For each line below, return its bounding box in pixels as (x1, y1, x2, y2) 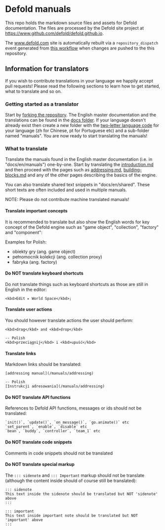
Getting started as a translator (5, 100, 79, 107)
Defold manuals (5, 3, 71, 15)
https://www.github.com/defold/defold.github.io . (5, 30, 104, 36)
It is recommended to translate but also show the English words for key (5, 219, 150, 225)
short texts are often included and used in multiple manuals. (5, 187, 127, 193)
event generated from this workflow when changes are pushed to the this (5, 45, 155, 51)
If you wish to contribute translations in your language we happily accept (5, 78, 153, 83)
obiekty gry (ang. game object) (12, 248, 76, 254)
